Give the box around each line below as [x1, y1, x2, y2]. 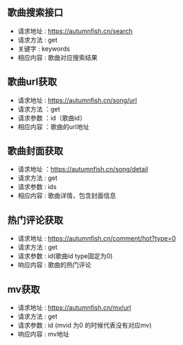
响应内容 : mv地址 [17, 330, 69, 339]
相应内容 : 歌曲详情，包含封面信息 [17, 191, 117, 200]
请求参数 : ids [17, 183, 57, 191]
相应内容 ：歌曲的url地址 [17, 122, 90, 131]
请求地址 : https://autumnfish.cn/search [17, 27, 133, 35]
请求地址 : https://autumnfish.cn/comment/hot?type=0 [17, 234, 177, 243]
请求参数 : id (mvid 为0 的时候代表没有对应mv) [17, 321, 152, 329]
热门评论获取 [7, 214, 64, 226]
